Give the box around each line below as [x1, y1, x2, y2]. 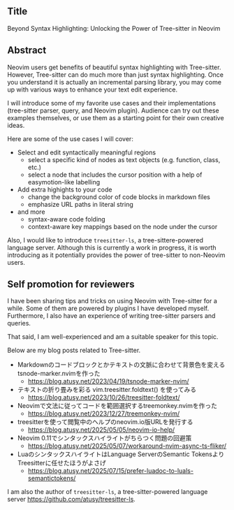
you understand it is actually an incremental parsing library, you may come [7, 78, 222, 86]
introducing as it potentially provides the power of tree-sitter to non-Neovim [7, 251, 226, 259]
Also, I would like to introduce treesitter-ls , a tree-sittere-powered [7, 235, 204, 244]
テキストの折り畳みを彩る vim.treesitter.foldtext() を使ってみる [17, 386, 197, 394]
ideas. [7, 121, 25, 129]
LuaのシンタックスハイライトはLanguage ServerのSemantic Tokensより [17, 450, 225, 458]
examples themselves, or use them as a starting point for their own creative [7, 113, 225, 122]
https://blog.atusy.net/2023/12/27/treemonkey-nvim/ [27, 409, 180, 418]
